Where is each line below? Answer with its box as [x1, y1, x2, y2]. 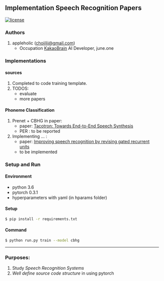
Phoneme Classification [5, 107, 55, 113]
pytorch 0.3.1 [12, 189, 38, 195]
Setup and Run [5, 161, 41, 168]
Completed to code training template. [12, 80, 87, 86]
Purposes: [5, 254, 30, 261]
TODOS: [12, 85, 29, 92]
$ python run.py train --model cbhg [5, 238, 80, 243]
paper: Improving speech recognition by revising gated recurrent [19, 139, 150, 144]
